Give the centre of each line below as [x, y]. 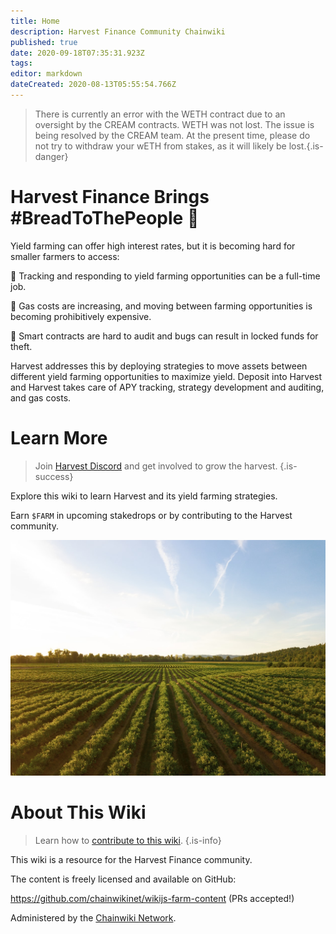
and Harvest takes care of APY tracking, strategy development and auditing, [167, 387]
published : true [44, 42]
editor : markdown [46, 74]
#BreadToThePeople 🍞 [105, 218]
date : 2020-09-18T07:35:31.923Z [77, 53]
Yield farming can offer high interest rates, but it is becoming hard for [153, 246]
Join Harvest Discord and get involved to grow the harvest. [156, 466]
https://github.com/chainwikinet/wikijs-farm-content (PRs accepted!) [152, 899]
